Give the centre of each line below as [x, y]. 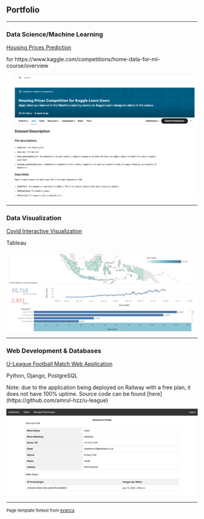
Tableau [16, 243]
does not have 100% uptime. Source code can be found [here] [84, 394]
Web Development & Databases [54, 350]
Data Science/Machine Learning [55, 34]
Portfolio [23, 10]
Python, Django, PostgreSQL [42, 376]
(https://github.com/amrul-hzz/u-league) [57, 401]
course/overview [27, 66]
